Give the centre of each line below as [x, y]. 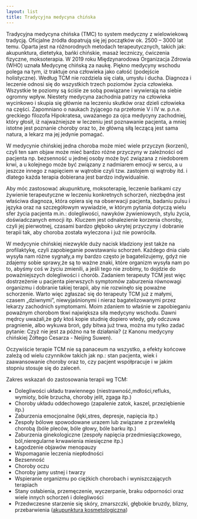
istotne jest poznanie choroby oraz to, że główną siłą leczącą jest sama [92, 128]
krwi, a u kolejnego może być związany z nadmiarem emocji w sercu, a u [94, 164]
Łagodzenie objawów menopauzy [56, 447]
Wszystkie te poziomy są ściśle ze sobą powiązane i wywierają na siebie [94, 90]
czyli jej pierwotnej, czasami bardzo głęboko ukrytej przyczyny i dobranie [95, 226]
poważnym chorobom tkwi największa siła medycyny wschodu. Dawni [91, 313]
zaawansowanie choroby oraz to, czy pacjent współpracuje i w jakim [89, 362]
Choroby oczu [32, 466]
